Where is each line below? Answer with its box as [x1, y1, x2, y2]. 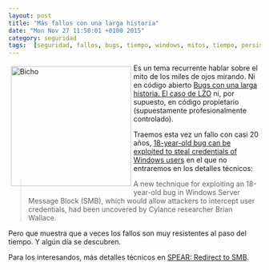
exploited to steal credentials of [133, 147, 238, 157]
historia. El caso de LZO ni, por [133, 89, 235, 98]
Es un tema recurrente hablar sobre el [133, 63, 259, 73]
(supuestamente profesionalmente [133, 105, 247, 116]
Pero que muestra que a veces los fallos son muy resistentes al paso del [8, 228, 247, 238]
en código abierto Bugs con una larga [133, 81, 258, 90]
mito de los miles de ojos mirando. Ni [133, 72, 255, 81]
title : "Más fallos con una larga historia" [8, 19, 159, 27]
